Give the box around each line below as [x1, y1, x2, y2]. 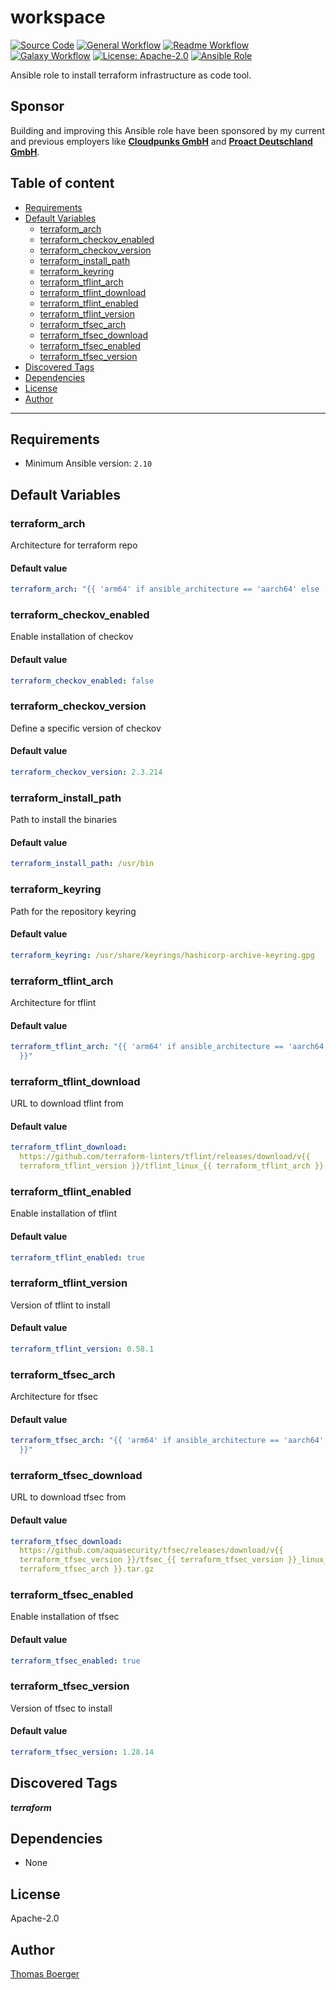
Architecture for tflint [10, 996, 97, 1008]
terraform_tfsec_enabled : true [10, 1656, 141, 1666]
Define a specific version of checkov [10, 722, 162, 734]
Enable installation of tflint [10, 1207, 117, 1220]
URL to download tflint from [10, 1097, 124, 1110]
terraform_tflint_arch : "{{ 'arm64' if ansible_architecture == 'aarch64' [10, 1042, 329, 1052]
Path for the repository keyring [10, 905, 137, 917]
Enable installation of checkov [10, 631, 134, 643]
